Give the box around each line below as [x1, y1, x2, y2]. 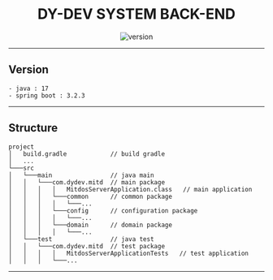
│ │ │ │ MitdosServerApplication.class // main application [8, 185, 253, 193]
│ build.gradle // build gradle [8, 149, 165, 158]
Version [8, 62, 49, 77]
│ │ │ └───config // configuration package [8, 206, 198, 215]
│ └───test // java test [8, 235, 154, 243]
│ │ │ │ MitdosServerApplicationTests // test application [8, 249, 249, 257]
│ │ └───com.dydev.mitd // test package [8, 242, 165, 250]
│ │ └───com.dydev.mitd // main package [8, 178, 165, 187]
